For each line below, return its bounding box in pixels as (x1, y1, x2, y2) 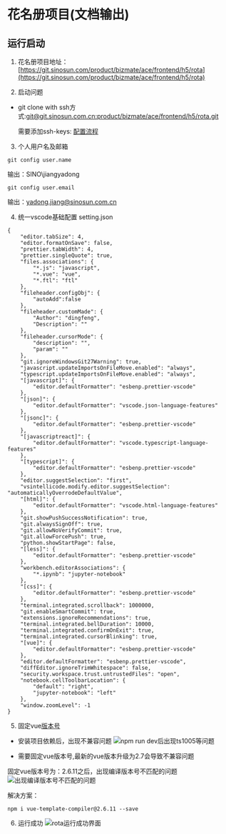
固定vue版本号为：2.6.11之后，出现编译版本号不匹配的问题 (7, 767, 178, 775)
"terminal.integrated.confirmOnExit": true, (20, 627, 155, 634)
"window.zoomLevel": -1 (20, 702, 91, 709)
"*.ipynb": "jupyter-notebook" (33, 571, 126, 578)
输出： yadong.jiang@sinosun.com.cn (7, 198, 117, 206)
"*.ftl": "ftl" (33, 277, 78, 284)
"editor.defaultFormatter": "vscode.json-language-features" (33, 402, 219, 409)
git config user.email (7, 184, 75, 191)
